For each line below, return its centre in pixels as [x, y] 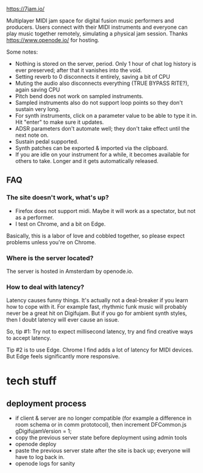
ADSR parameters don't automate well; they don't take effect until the [102, 128]
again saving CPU [37, 90]
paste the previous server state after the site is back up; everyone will [103, 450]
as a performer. [34, 217]
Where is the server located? [50, 258]
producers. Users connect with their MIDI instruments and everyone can [97, 27]
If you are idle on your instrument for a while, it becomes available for [102, 154]
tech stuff [31, 381]
